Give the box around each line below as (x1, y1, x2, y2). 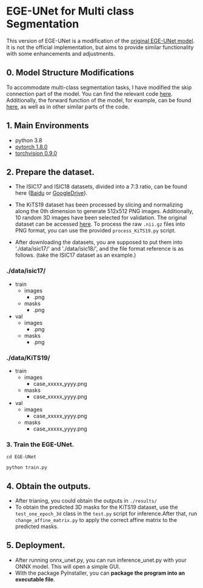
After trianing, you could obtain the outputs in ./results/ (15, 497, 158, 504)
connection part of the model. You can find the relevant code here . (6, 90, 173, 97)
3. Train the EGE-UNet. (6, 440, 75, 449)
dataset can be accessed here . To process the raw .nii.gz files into (15, 220, 185, 228)
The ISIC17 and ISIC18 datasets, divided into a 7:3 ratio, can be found (15, 183, 187, 190)
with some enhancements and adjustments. (6, 50, 115, 57)
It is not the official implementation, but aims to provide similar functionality (6, 44, 194, 51)
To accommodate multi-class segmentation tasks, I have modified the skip (6, 84, 192, 91)
